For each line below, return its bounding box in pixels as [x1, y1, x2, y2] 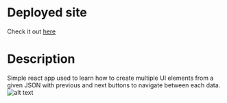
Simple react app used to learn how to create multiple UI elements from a [7, 74, 214, 82]
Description [7, 51, 75, 67]
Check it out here [7, 27, 56, 35]
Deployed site [7, 5, 88, 20]
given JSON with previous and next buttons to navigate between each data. [7, 80, 221, 89]
